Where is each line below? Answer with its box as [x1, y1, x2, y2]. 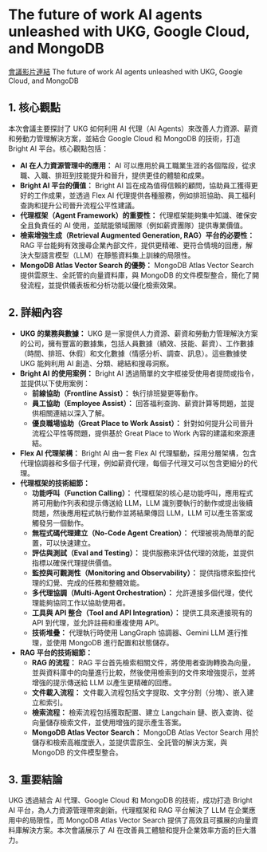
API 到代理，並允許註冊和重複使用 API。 [31, 617, 163, 627]
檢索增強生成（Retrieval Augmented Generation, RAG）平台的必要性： [19, 230, 255, 240]
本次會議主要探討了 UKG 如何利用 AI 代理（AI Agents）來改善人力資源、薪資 [8, 124, 258, 133]
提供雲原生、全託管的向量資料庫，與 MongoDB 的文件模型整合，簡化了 [19, 270, 253, 280]
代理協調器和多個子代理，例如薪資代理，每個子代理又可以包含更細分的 [19, 458, 251, 467]
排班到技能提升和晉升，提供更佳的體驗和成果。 [54, 170, 209, 180]
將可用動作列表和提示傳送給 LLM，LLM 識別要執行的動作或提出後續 [31, 498, 253, 507]
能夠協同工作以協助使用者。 [38, 598, 130, 607]
